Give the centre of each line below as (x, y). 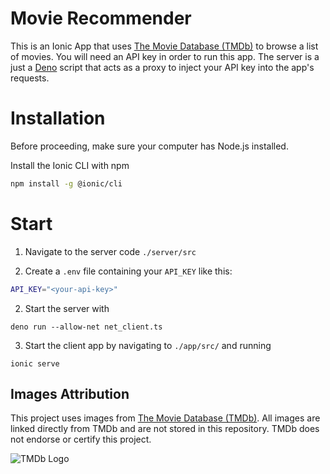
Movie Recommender (101, 18)
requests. (30, 78)
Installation (58, 118)
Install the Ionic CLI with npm (70, 165)
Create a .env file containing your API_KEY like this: (128, 271)
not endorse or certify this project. (81, 439)
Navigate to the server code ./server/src (110, 251)
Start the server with (67, 308)
